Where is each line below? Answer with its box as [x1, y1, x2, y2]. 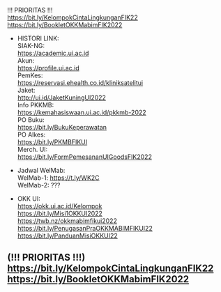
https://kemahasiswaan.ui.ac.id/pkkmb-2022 [17, 108, 146, 116]
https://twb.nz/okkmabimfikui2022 [17, 217, 117, 225]
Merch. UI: [17, 146, 48, 153]
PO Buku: [17, 116, 45, 124]
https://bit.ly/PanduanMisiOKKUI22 [17, 231, 119, 240]
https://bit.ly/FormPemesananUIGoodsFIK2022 [17, 153, 152, 161]
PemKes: [17, 71, 43, 79]
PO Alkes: [17, 130, 46, 139]
